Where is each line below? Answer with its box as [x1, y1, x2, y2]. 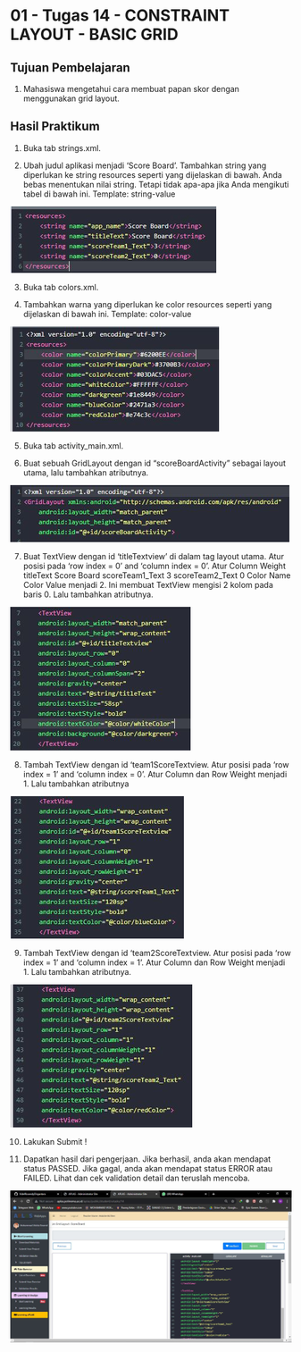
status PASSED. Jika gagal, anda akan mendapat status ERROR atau [22, 1163, 273, 1173]
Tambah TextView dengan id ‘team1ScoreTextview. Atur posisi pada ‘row [22, 759, 289, 769]
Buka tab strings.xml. [22, 142, 102, 153]
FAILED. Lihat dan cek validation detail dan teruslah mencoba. [22, 1172, 251, 1183]
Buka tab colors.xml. [22, 281, 99, 292]
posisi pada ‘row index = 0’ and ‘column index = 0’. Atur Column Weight [22, 560, 287, 571]
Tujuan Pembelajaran [10, 60, 130, 75]
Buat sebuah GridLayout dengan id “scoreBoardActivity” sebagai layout [22, 458, 287, 468]
